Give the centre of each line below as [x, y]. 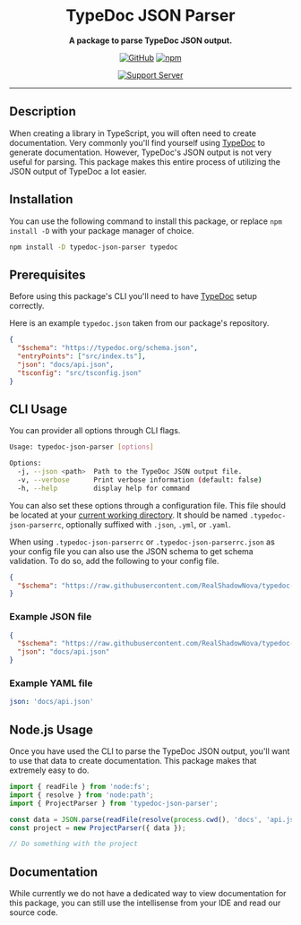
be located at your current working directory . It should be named [129, 515]
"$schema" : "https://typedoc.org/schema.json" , [108, 348]
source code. [34, 912]
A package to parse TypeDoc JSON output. [150, 40]
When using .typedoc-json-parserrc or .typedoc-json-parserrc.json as [142, 542]
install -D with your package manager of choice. [102, 230]
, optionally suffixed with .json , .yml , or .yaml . [146, 524]
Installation [41, 199]
